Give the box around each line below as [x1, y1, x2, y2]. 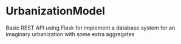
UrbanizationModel [5, 4, 106, 18]
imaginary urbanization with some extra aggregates [5, 30, 135, 37]
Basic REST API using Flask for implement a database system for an [5, 24, 176, 31]
